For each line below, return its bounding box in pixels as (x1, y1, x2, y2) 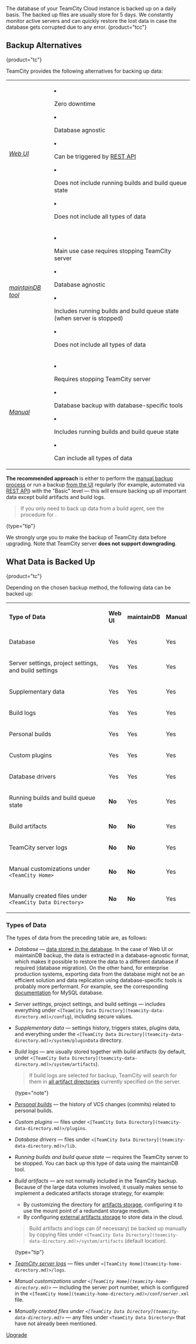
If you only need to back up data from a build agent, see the (20, 505, 164, 512)
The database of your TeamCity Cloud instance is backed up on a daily (6, 5, 177, 12)
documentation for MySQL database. (14, 989, 104, 996)
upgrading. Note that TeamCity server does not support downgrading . (6, 540, 177, 547)
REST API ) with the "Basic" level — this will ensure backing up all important (6, 487, 187, 494)
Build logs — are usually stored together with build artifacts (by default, (14, 1048, 186, 1055)
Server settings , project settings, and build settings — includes (14, 1000, 166, 1007)
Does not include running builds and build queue (54, 179, 187, 187)
